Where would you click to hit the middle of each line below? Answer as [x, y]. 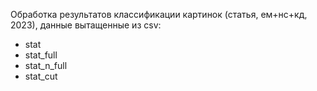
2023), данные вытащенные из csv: [86, 25]
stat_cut [41, 76]
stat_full [41, 55]
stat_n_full [46, 65]
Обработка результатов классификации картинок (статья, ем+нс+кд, [159, 14]
